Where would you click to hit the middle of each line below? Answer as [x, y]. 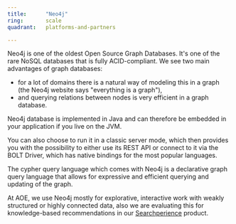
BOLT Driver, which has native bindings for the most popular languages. [113, 155]
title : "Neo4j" [38, 14]
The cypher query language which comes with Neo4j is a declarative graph [117, 169]
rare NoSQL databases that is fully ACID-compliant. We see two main [108, 61]
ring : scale [34, 21]
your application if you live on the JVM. [65, 127]
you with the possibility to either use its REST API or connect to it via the [113, 148]
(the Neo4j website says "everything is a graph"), [90, 90]
